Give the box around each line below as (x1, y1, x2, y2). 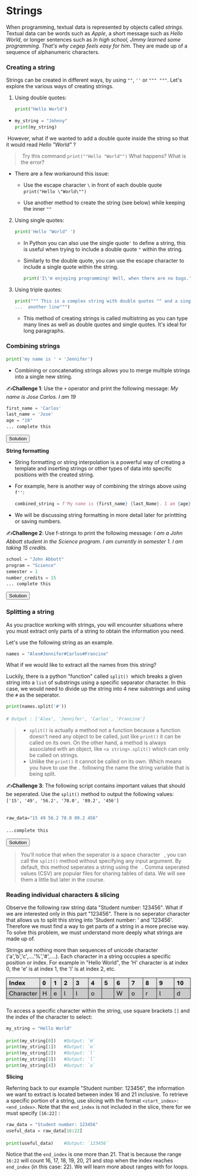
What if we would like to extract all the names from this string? (6, 661, 157, 668)
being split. (29, 771, 56, 778)
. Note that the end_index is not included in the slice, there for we (35, 1103, 192, 1110)
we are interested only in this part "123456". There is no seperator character (6, 910, 191, 917)
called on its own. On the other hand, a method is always (29, 739, 167, 747)
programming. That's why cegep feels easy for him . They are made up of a (6, 42, 188, 49)
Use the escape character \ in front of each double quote (23, 181, 162, 189)
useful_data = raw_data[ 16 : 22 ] (6, 1128, 83, 1134)
